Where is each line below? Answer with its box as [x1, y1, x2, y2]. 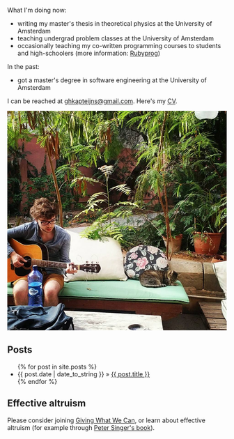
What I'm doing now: [7, 6, 67, 14]
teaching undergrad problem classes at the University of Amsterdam [17, 34, 214, 43]
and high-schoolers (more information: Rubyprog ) [17, 49, 161, 57]
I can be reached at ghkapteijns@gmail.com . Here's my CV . [7, 97, 178, 105]
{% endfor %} [17, 377, 58, 385]
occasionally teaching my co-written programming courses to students [17, 42, 221, 49]
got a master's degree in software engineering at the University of [17, 76, 208, 84]
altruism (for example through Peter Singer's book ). [7, 423, 155, 431]
